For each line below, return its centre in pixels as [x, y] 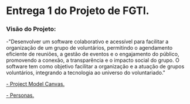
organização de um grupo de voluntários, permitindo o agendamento [89, 48]
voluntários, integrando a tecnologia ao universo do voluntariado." [86, 73]
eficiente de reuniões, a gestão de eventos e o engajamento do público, [93, 54]
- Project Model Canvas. [35, 84]
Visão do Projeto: [31, 29]
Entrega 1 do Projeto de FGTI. [78, 11]
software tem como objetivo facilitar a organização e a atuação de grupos [95, 67]
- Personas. [20, 95]
